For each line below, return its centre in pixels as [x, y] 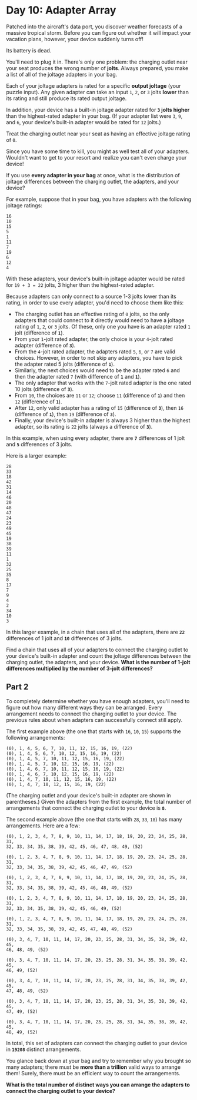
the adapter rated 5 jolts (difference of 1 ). [64, 364]
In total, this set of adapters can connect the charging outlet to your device [97, 1043]
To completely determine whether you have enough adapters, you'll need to [98, 701]
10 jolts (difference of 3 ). [44, 389]
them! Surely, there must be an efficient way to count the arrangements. [93, 1073]
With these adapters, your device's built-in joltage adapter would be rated [96, 279]
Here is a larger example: [36, 455]
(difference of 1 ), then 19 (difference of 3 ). [65, 414]
